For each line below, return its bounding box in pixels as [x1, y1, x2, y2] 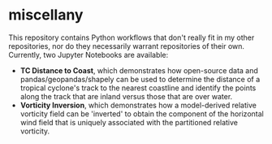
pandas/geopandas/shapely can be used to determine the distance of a [19, 74, 261, 84]
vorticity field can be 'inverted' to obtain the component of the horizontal [19, 108, 264, 119]
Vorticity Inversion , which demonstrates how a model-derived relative [19, 100, 257, 110]
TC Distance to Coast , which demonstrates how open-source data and [19, 65, 258, 75]
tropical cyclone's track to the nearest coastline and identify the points [19, 83, 257, 93]
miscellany [8, 6, 84, 24]
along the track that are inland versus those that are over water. [19, 91, 233, 101]
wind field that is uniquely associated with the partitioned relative [19, 117, 238, 127]
